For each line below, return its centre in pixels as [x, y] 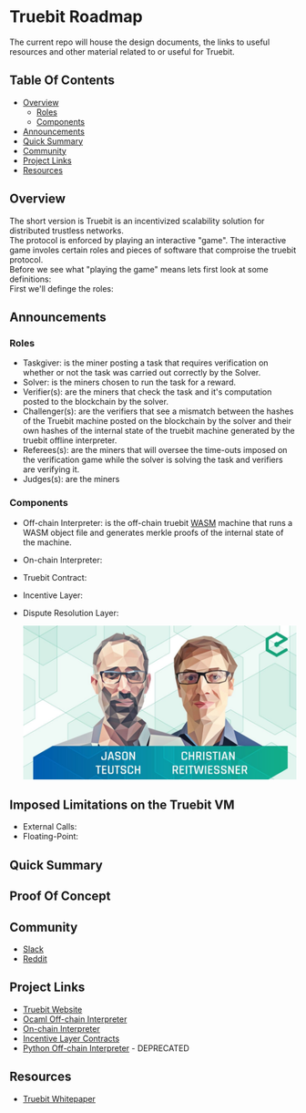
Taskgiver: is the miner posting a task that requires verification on [145, 363]
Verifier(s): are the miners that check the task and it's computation [147, 392]
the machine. [47, 542]
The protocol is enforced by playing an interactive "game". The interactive [148, 240]
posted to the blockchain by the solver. [95, 402]
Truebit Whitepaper [59, 1098]
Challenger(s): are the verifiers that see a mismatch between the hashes [158, 411]
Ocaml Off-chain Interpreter [75, 1019]
